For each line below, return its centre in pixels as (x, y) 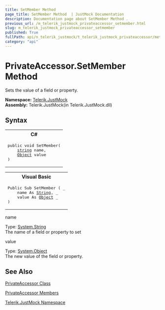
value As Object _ (38, 197)
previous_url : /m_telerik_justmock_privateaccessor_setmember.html (76, 23)
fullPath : (15, 37)
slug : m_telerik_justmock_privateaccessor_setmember (60, 28)
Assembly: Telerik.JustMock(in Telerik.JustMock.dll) (59, 105)
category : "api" (22, 42)
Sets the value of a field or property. (42, 90)
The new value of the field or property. (44, 256)
